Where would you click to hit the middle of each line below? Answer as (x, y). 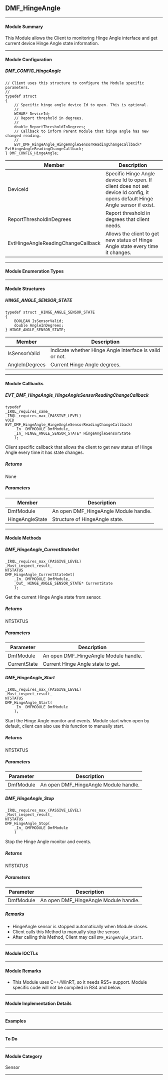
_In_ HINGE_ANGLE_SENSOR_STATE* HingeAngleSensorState (72, 433)
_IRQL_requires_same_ (28, 411)
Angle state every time (132, 246)
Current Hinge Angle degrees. (85, 365)
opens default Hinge (129, 198)
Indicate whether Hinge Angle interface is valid (105, 350)
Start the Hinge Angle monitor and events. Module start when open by (77, 721)
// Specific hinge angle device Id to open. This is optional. (81, 105)
